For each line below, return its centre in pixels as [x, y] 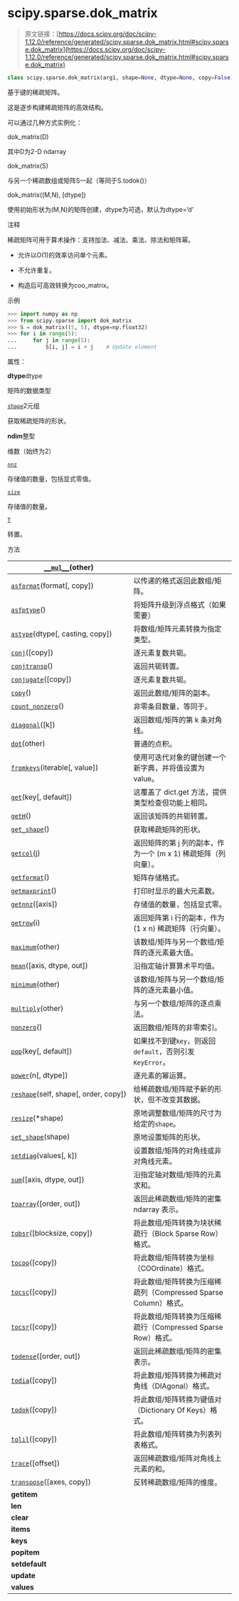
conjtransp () [32, 666]
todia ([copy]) [34, 1381]
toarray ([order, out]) [46, 1204]
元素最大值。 [176, 952]
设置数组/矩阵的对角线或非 [177, 1151]
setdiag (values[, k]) [44, 1156]
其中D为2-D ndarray [37, 151]
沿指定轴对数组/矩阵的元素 [177, 1175]
